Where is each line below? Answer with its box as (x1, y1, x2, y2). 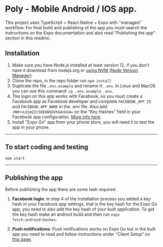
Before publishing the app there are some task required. (5, 187, 117, 192)
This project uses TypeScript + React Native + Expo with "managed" (5, 19, 142, 25)
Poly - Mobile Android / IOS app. (5, 3, 137, 15)
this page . (12, 236, 33, 242)
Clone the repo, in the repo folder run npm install (12, 77, 112, 83)
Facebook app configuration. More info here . (12, 114, 102, 120)
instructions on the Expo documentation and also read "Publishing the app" (5, 30, 156, 36)
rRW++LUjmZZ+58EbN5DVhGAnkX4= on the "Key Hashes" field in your (12, 109, 141, 114)
